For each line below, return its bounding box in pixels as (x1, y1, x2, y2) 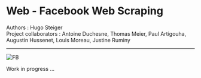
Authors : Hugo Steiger (6, 24, 63, 31)
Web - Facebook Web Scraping (6, 4, 163, 18)
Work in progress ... (6, 65, 55, 72)
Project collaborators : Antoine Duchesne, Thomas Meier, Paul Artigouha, (6, 30, 187, 37)
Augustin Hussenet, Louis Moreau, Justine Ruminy (6, 36, 130, 43)
